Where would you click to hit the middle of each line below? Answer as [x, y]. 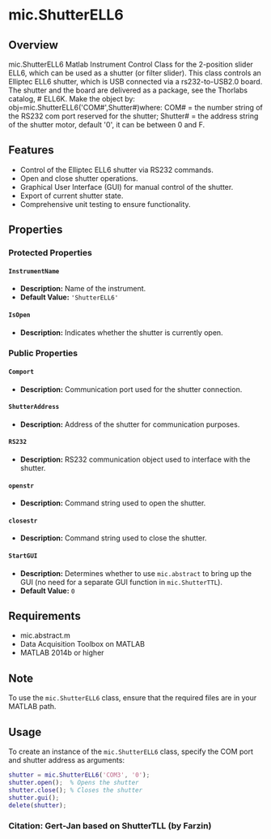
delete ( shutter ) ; [38, 805]
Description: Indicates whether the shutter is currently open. [122, 332]
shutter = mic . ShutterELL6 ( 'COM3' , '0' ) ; [79, 775]
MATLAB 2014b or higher [62, 653]
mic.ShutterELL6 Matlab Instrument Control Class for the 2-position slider [131, 64]
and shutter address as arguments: [67, 760]
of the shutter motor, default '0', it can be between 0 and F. [106, 125]
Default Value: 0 [47, 591]
